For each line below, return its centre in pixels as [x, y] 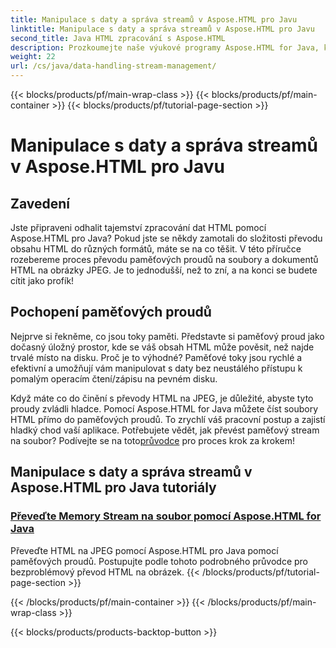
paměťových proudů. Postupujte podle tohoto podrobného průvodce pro [159, 561]
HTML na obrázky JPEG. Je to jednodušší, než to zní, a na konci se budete [164, 270]
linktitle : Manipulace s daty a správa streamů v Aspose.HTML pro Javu [162, 29]
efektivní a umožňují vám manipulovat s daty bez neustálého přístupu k [156, 368]
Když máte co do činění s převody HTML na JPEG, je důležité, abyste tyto [162, 398]
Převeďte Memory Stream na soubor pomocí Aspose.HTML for [166, 516]
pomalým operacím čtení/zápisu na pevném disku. [114, 378]
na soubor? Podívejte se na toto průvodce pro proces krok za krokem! [153, 440]
